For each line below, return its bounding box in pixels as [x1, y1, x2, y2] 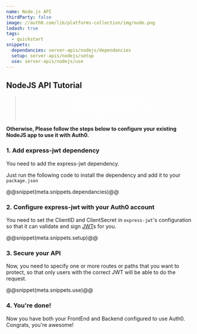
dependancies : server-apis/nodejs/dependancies [11, 47, 132, 53]
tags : [6, 31, 20, 37]
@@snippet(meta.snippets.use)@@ [6, 287, 94, 294]
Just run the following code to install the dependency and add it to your [6, 171, 181, 179]
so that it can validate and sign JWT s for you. [6, 222, 117, 230]
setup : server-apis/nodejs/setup [11, 53, 94, 59]
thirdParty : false [6, 14, 52, 20]
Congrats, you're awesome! [6, 321, 74, 328]
